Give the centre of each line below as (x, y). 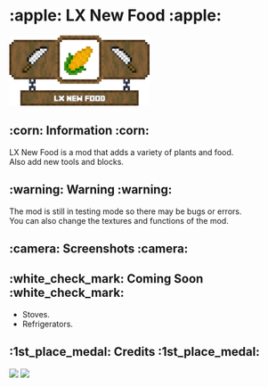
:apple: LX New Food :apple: (116, 16)
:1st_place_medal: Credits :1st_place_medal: (134, 352)
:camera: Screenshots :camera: (99, 248)
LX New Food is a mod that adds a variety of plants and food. (122, 152)
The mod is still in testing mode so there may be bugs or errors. (126, 211)
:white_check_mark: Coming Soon (106, 279)
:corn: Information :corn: (79, 131)
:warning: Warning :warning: (91, 189)
